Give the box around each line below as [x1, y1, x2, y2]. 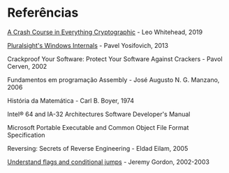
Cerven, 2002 [7, 62, 47, 70]
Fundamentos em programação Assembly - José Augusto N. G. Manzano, [7, 75, 220, 84]
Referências [7, 5, 79, 21]
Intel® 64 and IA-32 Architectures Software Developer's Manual [7, 110, 191, 118]
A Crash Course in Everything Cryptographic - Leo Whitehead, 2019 [7, 28, 203, 36]
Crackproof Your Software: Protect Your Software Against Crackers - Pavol [7, 54, 223, 63]
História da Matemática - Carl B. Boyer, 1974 [7, 96, 135, 105]
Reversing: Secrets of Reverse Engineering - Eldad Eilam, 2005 [7, 144, 189, 152]
